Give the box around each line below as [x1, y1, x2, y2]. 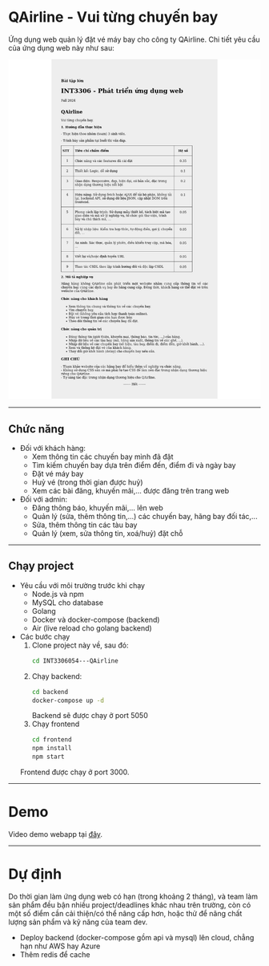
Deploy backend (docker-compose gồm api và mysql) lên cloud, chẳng [19, 932, 255, 942]
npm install [31, 745, 72, 753]
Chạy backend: [31, 671, 82, 681]
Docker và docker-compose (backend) [31, 615, 160, 624]
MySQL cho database [31, 598, 104, 607]
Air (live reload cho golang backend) [31, 623, 152, 633]
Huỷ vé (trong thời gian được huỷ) [31, 477, 143, 487]
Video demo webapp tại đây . [8, 830, 102, 839]
